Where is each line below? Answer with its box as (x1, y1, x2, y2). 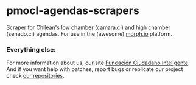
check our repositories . (6, 72, 65, 80)
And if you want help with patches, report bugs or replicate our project (6, 66, 183, 73)
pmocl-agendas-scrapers (6, 4, 140, 18)
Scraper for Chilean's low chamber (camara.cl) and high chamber (6, 24, 171, 31)
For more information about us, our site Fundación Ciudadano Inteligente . (6, 59, 190, 67)
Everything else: (6, 45, 56, 53)
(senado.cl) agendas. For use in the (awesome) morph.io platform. (6, 30, 172, 37)
